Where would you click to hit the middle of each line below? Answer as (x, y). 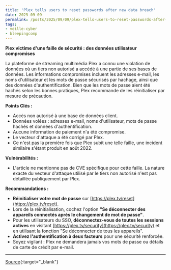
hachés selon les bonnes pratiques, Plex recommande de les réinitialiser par (85, 90)
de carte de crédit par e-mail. (44, 247)
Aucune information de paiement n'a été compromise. (69, 132)
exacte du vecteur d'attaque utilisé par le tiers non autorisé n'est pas (84, 173)
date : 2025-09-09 (24, 15)
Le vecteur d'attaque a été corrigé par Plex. (58, 137)
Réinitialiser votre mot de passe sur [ (52, 198)
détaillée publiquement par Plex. (46, 179)
